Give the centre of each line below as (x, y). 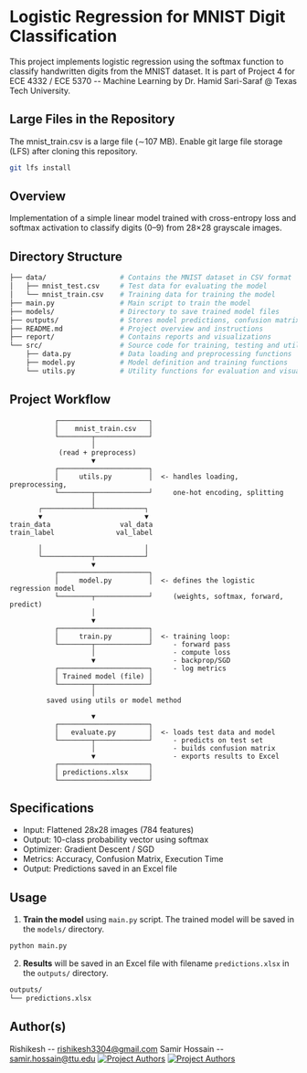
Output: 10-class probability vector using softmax (116, 840)
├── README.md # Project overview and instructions (136, 329)
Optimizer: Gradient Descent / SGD (89, 849)
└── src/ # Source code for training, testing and (145, 346)
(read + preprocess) (97, 452)
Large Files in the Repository (92, 119)
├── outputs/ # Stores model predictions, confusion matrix (155, 320)
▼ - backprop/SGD (161, 660)
